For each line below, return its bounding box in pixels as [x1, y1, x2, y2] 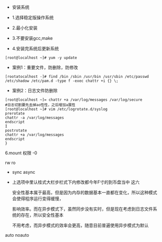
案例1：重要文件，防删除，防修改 [12, 65, 78, 70]
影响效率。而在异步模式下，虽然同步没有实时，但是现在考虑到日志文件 [12, 206, 153, 212]
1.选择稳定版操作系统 [12, 15, 54, 20]
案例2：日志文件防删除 [12, 88, 58, 93]
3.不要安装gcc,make [12, 36, 53, 41]
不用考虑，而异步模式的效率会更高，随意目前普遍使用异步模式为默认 [12, 223, 149, 228]
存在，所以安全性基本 [20, 212, 64, 218]
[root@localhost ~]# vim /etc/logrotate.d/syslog [5, 107, 108, 112]
